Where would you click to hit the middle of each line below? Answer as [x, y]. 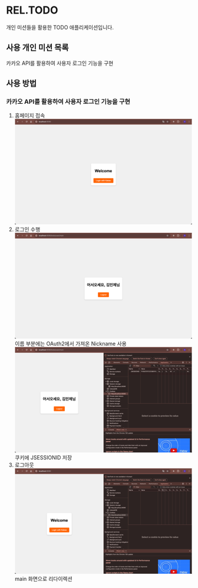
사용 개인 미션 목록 [37, 48]
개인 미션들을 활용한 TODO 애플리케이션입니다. [60, 27]
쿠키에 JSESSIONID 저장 [43, 457]
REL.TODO [32, 10]
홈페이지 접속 [30, 116]
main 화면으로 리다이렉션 [43, 579]
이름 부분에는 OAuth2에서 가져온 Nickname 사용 [70, 343]
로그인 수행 [27, 229]
